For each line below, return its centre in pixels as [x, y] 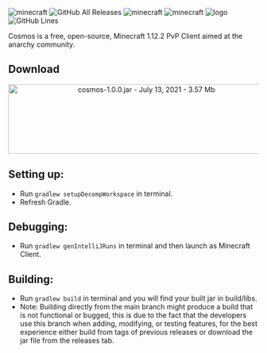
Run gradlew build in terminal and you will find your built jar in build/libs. [138, 298]
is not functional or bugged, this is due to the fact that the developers [133, 315]
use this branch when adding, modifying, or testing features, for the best [139, 324]
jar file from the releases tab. [67, 340]
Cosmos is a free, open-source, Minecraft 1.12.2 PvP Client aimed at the [126, 36]
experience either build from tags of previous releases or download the [136, 332]
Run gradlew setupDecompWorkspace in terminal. [96, 194]
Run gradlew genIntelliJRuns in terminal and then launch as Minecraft [135, 246]
